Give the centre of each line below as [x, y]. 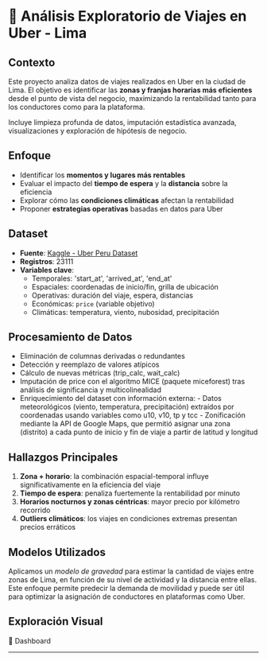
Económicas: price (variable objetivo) [93, 303]
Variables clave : [46, 270]
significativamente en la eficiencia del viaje [90, 485]
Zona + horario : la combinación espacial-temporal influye [114, 476]
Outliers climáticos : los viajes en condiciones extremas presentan [128, 519]
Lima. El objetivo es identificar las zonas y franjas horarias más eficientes [130, 90]
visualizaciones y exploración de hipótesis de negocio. [98, 131]
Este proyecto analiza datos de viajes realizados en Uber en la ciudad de [127, 82]
